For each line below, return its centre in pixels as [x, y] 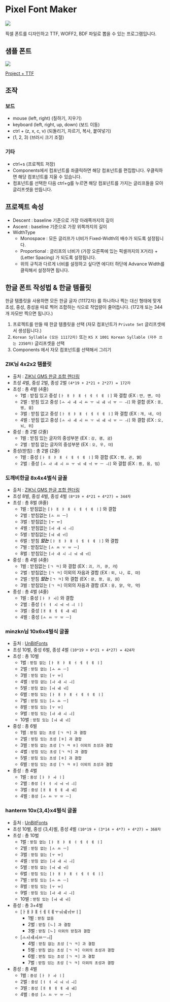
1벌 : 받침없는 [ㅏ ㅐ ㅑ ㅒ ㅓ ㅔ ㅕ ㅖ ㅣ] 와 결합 [68, 509]
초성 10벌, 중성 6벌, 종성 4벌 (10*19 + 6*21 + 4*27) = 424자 [74, 650]
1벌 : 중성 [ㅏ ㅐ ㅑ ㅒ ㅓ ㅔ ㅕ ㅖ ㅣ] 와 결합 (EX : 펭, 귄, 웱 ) [81, 457]
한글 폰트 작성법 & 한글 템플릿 [48, 288]
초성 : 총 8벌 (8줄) [30, 503]
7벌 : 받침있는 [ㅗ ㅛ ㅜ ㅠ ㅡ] [50, 547]
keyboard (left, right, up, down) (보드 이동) [56, 125]
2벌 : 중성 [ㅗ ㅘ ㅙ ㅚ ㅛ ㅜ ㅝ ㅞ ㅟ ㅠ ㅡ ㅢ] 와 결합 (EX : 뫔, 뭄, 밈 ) [90, 463]
